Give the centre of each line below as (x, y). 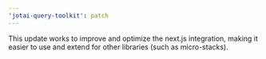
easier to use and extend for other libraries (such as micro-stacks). (119, 47)
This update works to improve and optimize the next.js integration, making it (133, 38)
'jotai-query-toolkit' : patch (59, 16)
